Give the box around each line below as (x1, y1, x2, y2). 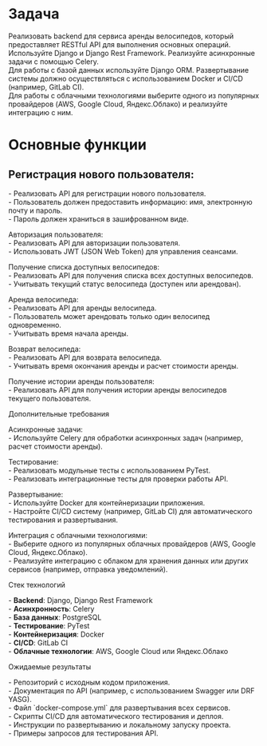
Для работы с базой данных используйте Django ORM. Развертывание (8, 65, 249, 74)
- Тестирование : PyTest (8, 620, 90, 630)
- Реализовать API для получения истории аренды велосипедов (8, 385, 227, 394)
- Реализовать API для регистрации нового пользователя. (8, 189, 206, 198)
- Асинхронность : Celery (8, 604, 95, 613)
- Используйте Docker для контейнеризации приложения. (8, 497, 206, 508)
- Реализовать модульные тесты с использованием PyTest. (8, 465, 211, 475)
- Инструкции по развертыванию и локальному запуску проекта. (8, 720, 231, 729)
